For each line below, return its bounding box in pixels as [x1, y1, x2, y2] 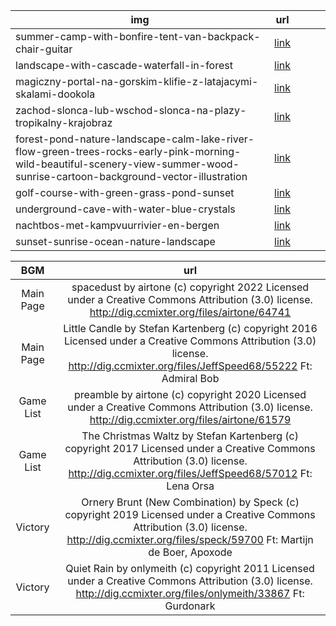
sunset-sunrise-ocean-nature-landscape [15, 235, 216, 248]
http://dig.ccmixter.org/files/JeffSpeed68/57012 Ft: [68, 467, 313, 480]
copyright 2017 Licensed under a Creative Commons [64, 442, 316, 455]
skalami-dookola [15, 87, 96, 101]
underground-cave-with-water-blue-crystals [15, 202, 236, 216]
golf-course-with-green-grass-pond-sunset [15, 186, 235, 199]
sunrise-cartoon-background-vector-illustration [15, 170, 248, 183]
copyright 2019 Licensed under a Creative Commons [64, 508, 316, 521]
